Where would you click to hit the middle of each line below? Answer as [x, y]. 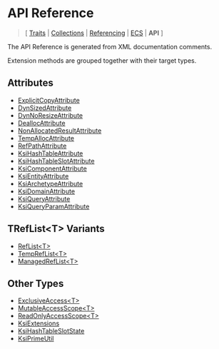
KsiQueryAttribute [44, 198]
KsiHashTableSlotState [51, 331]
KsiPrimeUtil [36, 339]
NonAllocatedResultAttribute [60, 131]
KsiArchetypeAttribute [50, 183]
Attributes [30, 83]
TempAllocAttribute [46, 138]
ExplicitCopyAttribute [49, 100]
